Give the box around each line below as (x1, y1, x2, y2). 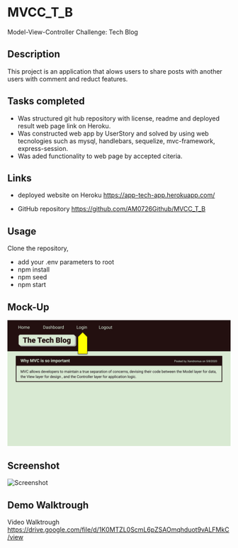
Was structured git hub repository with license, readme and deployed (17, 114, 220, 123)
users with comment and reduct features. (7, 74, 128, 83)
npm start (17, 281, 46, 289)
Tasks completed (7, 95, 85, 107)
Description (7, 48, 60, 60)
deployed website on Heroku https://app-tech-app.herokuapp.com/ (17, 191, 215, 199)
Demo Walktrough (7, 499, 89, 511)
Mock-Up (7, 301, 50, 313)
